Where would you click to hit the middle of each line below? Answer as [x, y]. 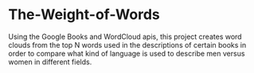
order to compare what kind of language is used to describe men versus [127, 53]
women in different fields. [50, 62]
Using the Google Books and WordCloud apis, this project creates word [125, 36]
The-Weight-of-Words [84, 15]
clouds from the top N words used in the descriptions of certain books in [127, 44]
